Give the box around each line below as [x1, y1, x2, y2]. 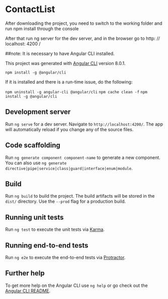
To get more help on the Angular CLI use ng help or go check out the [5, 282, 148, 288]
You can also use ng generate [5, 160, 67, 166]
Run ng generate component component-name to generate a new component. [5, 154, 161, 160]
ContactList [5, 4, 55, 15]
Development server [5, 107, 71, 116]
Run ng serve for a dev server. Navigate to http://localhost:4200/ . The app [5, 121, 163, 127]
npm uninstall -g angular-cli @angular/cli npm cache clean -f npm [5, 89, 147, 94]
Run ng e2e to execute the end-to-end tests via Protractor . [5, 255, 126, 260]
